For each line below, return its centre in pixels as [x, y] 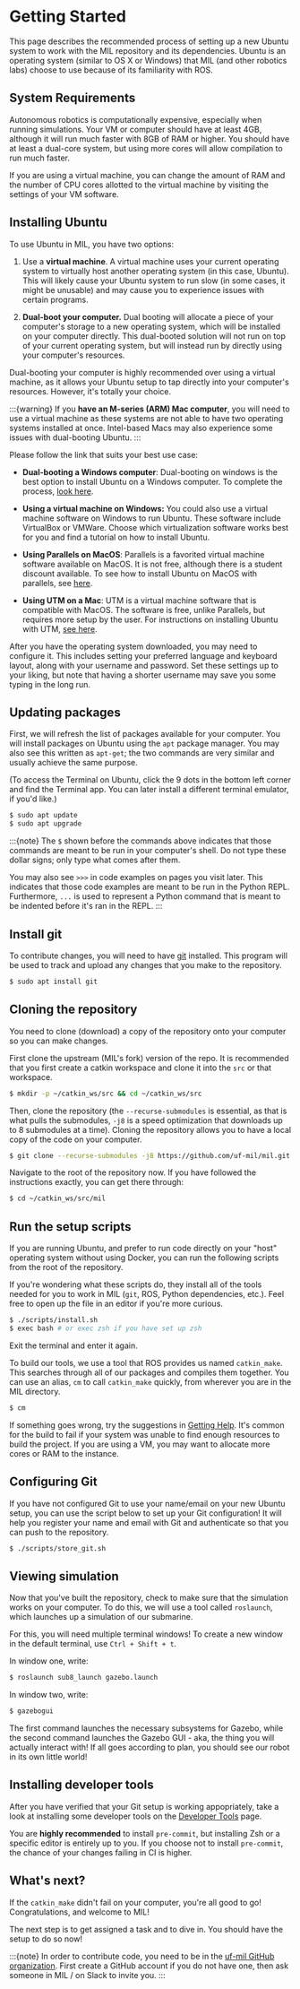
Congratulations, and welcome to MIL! [79, 1912]
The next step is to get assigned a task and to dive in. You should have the [146, 1929]
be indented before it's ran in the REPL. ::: [86, 906]
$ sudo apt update [43, 816]
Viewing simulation [64, 1576]
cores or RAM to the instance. [64, 1453]
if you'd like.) [33, 799]
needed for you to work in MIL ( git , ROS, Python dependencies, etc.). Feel [147, 1294]
